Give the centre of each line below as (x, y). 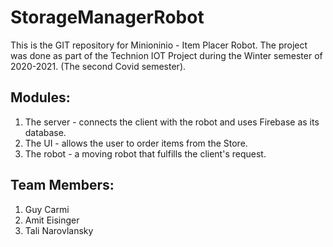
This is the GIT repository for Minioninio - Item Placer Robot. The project (159, 45)
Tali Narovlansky (59, 230)
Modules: (40, 97)
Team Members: (62, 185)
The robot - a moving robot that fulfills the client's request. (145, 153)
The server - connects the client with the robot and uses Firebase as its (172, 122)
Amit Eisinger (52, 220)
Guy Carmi (47, 209)
